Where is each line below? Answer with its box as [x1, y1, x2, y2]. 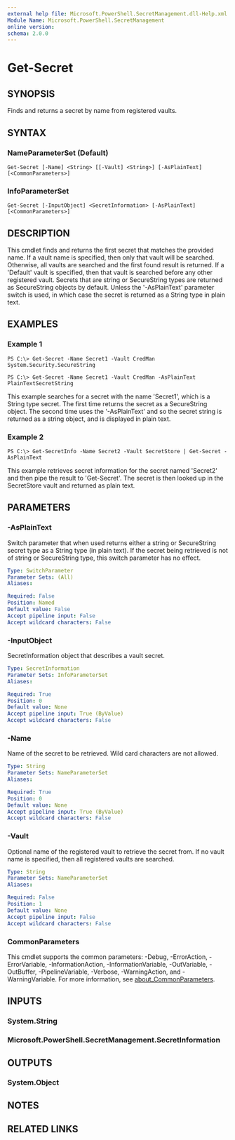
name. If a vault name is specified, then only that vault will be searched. [7, 253, 215, 262]
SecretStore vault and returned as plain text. [7, 481, 135, 490]
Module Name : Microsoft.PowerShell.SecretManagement [7, 17, 165, 24]
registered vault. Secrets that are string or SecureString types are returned [7, 276, 223, 284]
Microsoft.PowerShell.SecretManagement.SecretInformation [7, 1035, 221, 1045]
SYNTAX [7, 127, 47, 139]
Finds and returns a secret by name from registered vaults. [7, 107, 177, 115]
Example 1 [7, 340, 43, 349]
